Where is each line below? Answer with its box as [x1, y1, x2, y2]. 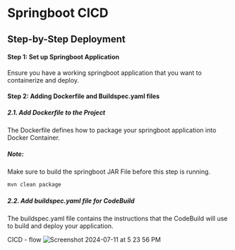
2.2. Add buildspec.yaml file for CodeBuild [7, 196, 135, 205]
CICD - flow [7, 235, 42, 244]
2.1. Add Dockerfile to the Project [7, 108, 106, 117]
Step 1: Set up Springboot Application [7, 53, 120, 61]
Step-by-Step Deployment [7, 33, 126, 45]
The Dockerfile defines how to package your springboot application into [7, 126, 217, 135]
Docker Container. [7, 133, 60, 142]
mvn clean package [7, 181, 61, 189]
